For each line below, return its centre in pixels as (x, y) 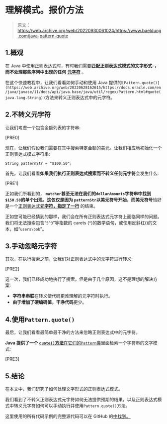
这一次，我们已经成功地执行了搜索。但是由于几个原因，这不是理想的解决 (79, 279)
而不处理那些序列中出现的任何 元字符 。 (45, 72)
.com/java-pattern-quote (43, 36)
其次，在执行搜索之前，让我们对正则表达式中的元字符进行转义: (69, 259)
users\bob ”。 (33, 229)
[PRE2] (12, 269)
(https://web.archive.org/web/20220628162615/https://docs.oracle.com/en (83, 88)
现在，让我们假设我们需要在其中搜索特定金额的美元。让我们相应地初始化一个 (83, 148)
